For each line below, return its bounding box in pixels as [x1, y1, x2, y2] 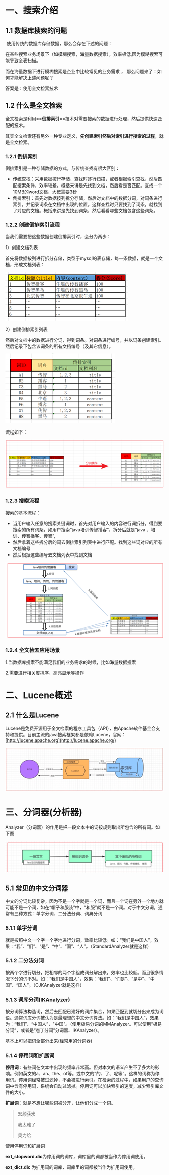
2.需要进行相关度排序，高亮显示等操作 [5, 670, 84, 676]
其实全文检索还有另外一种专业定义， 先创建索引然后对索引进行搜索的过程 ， [5, 133, 159, 139]
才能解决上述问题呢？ [9, 75, 54, 81]
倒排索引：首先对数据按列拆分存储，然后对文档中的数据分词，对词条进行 [12, 195, 162, 201]
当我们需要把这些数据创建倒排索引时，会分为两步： [5, 234, 111, 240]
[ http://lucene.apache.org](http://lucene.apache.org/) [5, 737, 117, 744]
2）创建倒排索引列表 [5, 326, 48, 333]
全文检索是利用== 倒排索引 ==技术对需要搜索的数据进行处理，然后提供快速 [5, 115, 158, 121]
